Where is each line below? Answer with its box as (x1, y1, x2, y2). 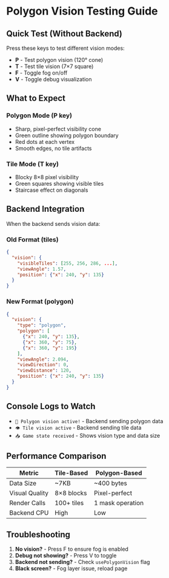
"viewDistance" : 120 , (17, 367, 71, 374)
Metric (19, 469, 39, 477)
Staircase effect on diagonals (15, 186, 88, 194)
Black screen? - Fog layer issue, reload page (15, 565, 128, 572)
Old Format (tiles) (6, 235, 59, 243)
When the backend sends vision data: (6, 220, 101, 227)
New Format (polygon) (6, 297, 74, 306)
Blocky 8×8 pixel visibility (15, 173, 79, 180)
